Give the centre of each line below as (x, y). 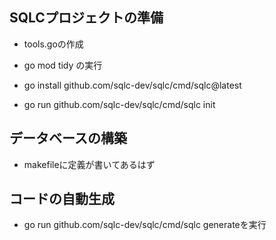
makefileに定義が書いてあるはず (89, 164)
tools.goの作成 (53, 44)
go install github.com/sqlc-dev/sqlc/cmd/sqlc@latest (132, 85)
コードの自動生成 (62, 199)
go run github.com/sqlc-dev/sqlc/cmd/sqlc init (119, 104)
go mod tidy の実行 (63, 65)
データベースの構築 (68, 138)
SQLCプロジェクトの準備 (86, 18)
